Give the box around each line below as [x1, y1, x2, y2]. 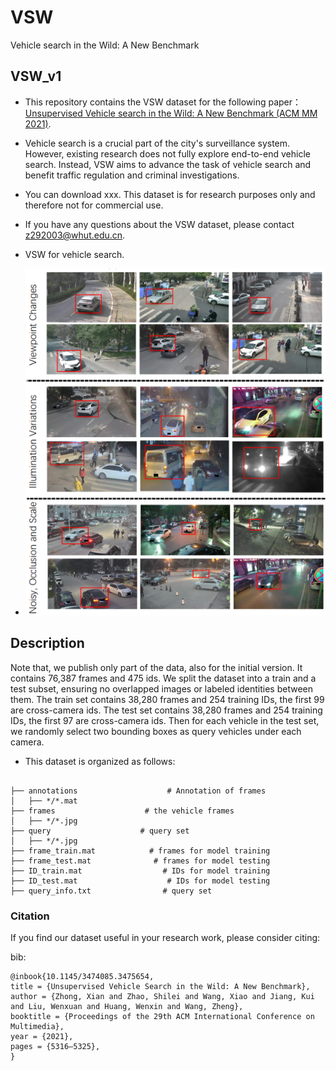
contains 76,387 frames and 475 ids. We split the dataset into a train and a [10, 672, 317, 684]
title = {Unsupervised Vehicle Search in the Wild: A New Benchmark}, [10, 981, 311, 991]
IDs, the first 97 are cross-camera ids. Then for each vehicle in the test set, [10, 714, 320, 726]
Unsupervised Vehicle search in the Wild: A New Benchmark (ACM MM [24, 107, 318, 119]
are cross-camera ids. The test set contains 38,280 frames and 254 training [10, 704, 323, 716]
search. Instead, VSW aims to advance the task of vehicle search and [24, 158, 312, 170]
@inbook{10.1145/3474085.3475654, [10, 971, 155, 981]
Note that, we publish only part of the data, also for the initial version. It [10, 661, 303, 673]
